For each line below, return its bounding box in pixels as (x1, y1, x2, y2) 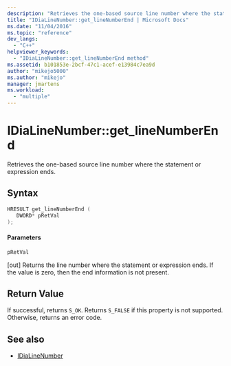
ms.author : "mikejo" (7, 74, 67, 81)
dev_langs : (7, 36, 38, 43)
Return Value (7, 288, 64, 299)
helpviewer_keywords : (7, 49, 69, 56)
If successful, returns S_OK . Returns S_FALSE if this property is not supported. (7, 306, 223, 314)
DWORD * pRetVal (16, 212, 60, 219)
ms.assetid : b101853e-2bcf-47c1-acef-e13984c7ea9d (7, 61, 155, 68)
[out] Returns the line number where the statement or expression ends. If (7, 261, 214, 269)
